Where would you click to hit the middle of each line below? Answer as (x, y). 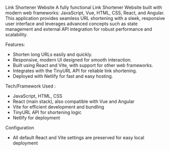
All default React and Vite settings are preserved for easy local (78, 137)
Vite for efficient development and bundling (58, 107)
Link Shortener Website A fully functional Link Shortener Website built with (84, 7)
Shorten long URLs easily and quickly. (53, 54)
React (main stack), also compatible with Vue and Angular (74, 101)
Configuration (20, 128)
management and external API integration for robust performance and (79, 29)
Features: (15, 45)
